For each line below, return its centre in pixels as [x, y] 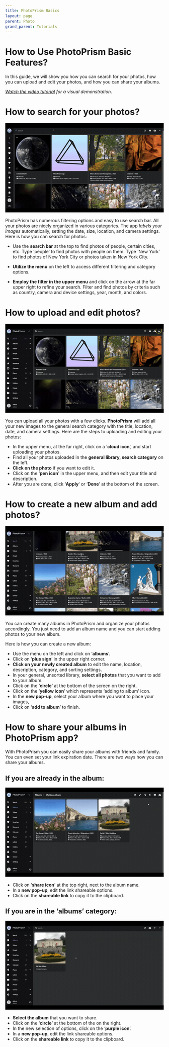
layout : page [19, 16]
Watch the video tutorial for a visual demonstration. [59, 92]
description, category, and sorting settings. [57, 670]
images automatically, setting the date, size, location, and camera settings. [82, 231]
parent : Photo [20, 21]
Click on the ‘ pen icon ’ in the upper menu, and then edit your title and [84, 473]
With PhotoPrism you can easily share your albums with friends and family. [83, 752]
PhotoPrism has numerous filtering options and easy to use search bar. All [82, 220]
